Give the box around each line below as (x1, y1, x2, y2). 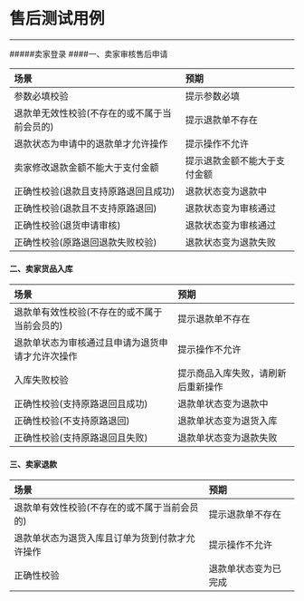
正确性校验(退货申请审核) (14, 218, 121, 231)
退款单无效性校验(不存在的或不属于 (14, 106, 163, 119)
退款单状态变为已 (208, 563, 282, 576)
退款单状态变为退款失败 (177, 431, 278, 444)
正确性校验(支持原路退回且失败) (14, 431, 148, 444)
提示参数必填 (185, 90, 241, 102)
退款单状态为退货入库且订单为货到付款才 (14, 532, 187, 545)
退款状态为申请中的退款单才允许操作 (14, 137, 169, 150)
